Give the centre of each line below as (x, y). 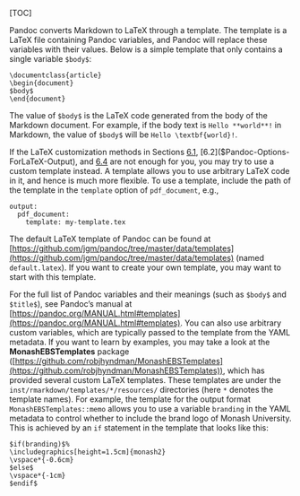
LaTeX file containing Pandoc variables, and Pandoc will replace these (138, 40)
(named (250, 258)
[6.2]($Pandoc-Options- (245, 152)
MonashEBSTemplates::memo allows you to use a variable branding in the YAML (150, 409)
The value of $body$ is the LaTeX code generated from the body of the (139, 115)
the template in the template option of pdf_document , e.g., (114, 190)
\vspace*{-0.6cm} (42, 460)
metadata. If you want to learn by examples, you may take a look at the (140, 342)
